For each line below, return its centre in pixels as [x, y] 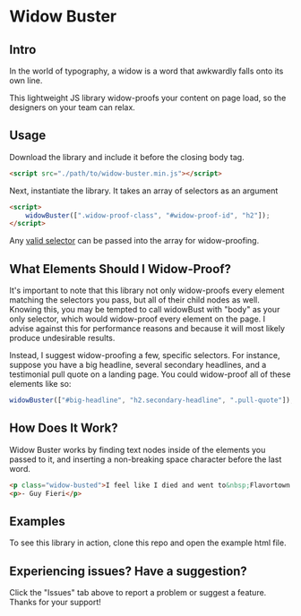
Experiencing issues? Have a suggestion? [129, 571]
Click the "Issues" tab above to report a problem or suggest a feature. [138, 593]
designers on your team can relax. [73, 107]
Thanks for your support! [55, 603]
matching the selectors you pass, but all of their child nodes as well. [134, 300]
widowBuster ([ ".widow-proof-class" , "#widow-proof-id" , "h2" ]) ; [148, 215]
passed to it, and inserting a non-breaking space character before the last [146, 459]
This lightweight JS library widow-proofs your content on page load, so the [148, 98]
